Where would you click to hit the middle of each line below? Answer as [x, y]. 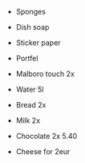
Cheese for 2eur [43, 151]
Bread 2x [31, 105]
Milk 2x [28, 120]
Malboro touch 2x [45, 74]
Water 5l [30, 89]
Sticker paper [38, 43]
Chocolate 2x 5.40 [47, 136]
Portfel [27, 58]
